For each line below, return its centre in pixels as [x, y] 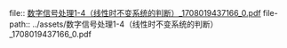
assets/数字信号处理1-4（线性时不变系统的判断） [129, 24]
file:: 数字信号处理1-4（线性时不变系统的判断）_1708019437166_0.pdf [135, 13]
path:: [20, 24]
